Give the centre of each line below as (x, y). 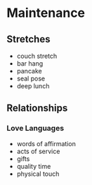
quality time (34, 166)
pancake (29, 71)
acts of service (38, 151)
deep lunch (33, 86)
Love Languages (35, 129)
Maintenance (46, 13)
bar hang (30, 64)
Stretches (28, 39)
